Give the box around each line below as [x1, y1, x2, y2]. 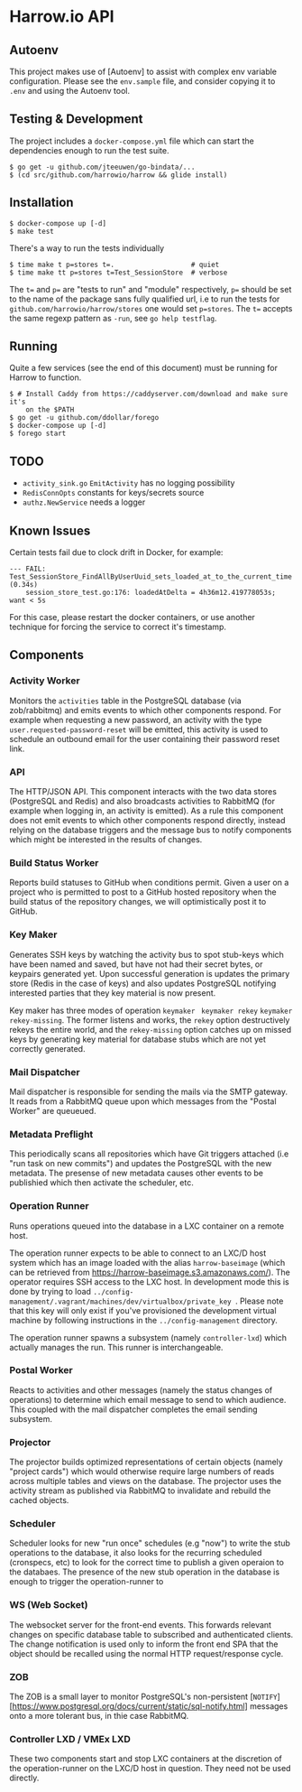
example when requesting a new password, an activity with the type [9, 714, 262, 725]
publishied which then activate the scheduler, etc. [9, 1177, 194, 1188]
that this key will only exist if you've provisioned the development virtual [9, 1305, 277, 1315]
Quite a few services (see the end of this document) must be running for [9, 363, 278, 374]
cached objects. [9, 1495, 69, 1506]
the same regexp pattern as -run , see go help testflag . [9, 312, 217, 323]
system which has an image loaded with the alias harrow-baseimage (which [9, 1257, 286, 1267]
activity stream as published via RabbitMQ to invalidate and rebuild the [9, 1485, 271, 1496]
